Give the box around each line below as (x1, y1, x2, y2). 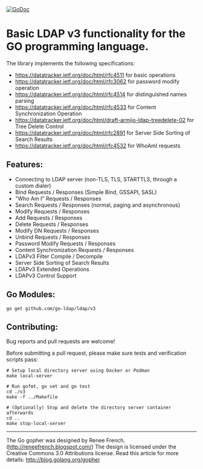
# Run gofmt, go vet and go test (6, 384, 91, 390)
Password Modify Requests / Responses (14, 239, 116, 247)
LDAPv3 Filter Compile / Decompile (14, 253, 103, 260)
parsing (14, 97, 34, 104)
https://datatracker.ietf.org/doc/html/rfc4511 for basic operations (14, 71, 176, 79)
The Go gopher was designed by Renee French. (6, 437, 126, 444)
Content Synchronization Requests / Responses (14, 246, 134, 253)
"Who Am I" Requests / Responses (14, 195, 101, 202)
